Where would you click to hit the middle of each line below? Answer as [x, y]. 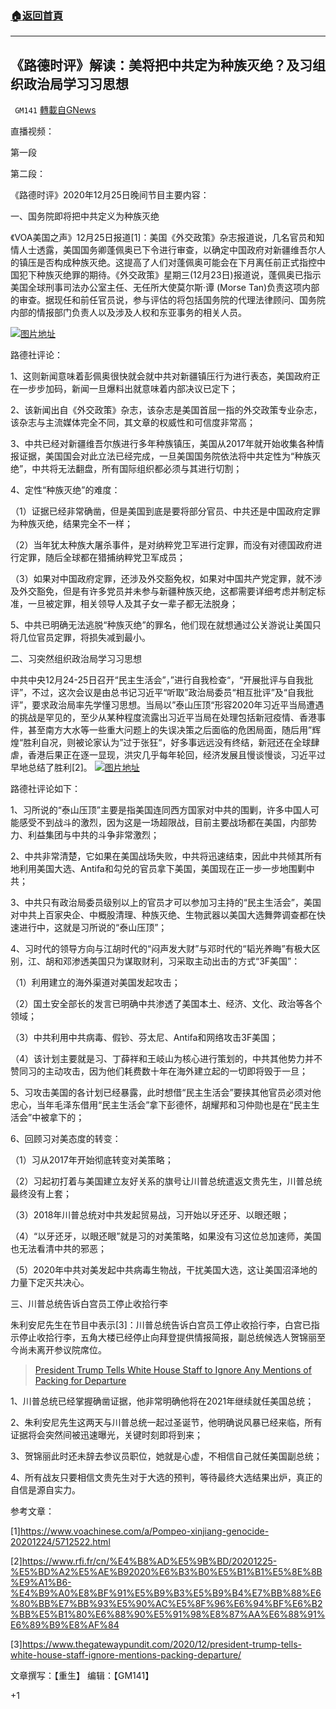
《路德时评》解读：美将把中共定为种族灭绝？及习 [161, 65]
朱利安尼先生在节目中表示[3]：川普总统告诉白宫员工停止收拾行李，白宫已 [161, 1325]
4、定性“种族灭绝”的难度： [65, 490]
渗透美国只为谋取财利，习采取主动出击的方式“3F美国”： [186, 961]
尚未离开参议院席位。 [62, 1350]
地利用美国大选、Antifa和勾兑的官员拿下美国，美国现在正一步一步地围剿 [158, 869]
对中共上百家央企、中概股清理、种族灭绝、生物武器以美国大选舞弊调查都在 [163, 915]
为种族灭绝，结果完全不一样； [71, 524]
